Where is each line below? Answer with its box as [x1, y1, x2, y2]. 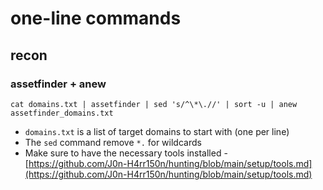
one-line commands [10, 7, 182, 30]
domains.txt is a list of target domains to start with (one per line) [24, 125, 290, 137]
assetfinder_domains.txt [10, 108, 114, 118]
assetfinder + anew [10, 77, 107, 91]
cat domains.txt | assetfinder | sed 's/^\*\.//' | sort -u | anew [10, 99, 298, 109]
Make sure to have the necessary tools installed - [24, 147, 228, 159]
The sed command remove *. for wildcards [24, 136, 202, 148]
